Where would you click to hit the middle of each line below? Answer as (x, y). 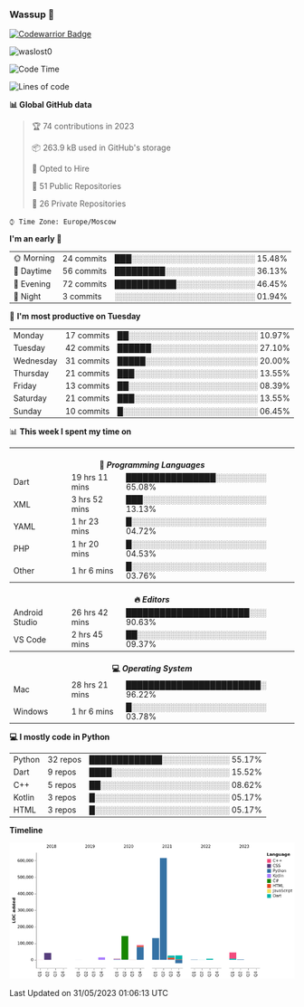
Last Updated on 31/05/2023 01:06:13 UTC (89, 993)
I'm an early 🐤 (36, 239)
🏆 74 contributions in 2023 (83, 127)
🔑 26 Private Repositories (79, 204)
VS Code (30, 639)
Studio (25, 622)
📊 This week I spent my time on (71, 432)
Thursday (31, 373)
